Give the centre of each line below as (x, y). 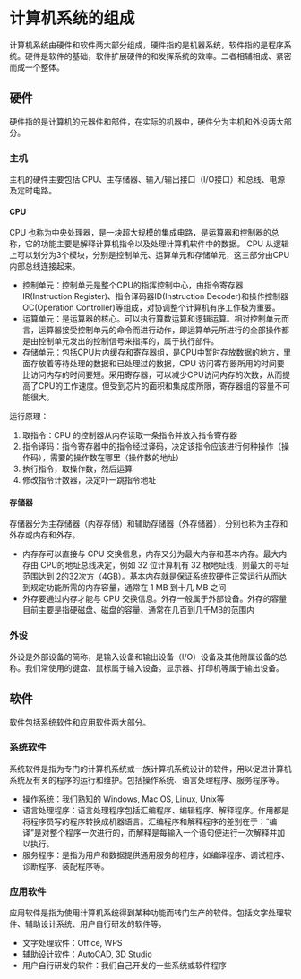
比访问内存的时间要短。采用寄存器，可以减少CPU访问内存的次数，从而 (152, 375)
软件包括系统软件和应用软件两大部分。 (80, 722)
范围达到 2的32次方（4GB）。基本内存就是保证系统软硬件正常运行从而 (150, 576)
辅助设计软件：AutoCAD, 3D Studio (87, 954)
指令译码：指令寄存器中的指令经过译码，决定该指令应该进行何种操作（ (152, 447)
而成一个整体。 (37, 67)
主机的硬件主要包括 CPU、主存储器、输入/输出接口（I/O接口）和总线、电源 (147, 179)
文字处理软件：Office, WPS (72, 943)
